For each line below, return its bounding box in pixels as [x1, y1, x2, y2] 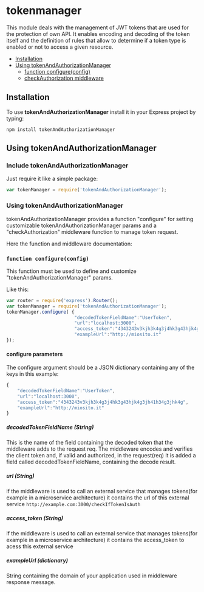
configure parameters [6, 350, 63, 358]
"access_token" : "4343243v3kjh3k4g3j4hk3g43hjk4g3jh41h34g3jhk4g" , [17, 399, 189, 405]
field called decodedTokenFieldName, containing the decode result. [6, 458, 176, 466]
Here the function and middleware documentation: [6, 240, 132, 247]
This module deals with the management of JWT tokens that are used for [6, 24, 189, 31]
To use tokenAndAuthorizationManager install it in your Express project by [6, 108, 196, 116]
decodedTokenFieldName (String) [6, 423, 94, 431]
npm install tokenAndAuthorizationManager [6, 126, 115, 133]
